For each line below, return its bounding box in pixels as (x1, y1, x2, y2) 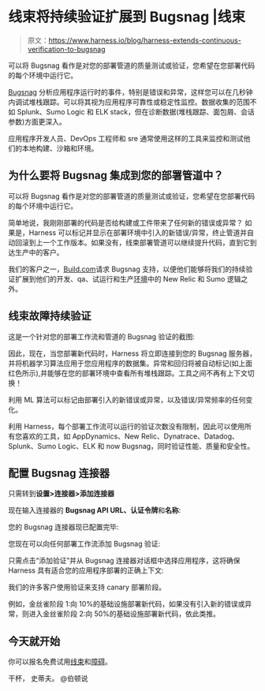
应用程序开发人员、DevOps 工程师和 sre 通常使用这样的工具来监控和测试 (8, 133, 244, 143)
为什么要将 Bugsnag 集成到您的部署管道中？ (8, 169, 224, 182)
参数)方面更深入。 (8, 117, 67, 126)
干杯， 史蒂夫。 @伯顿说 (8, 674, 88, 683)
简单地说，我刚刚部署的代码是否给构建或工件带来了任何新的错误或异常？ (8, 218, 243, 227)
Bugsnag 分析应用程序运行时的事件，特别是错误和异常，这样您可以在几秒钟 (8, 87, 254, 96)
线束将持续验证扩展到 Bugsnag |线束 (8, 8, 246, 26)
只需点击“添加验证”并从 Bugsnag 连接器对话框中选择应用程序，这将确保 (8, 556, 241, 566)
